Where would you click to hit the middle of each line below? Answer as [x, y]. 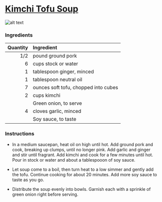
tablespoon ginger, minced [63, 72]
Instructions [20, 134]
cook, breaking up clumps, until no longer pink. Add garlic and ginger [81, 149]
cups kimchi [47, 95]
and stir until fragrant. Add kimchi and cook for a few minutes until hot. [82, 155]
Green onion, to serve [57, 103]
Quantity [18, 48]
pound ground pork [55, 56]
